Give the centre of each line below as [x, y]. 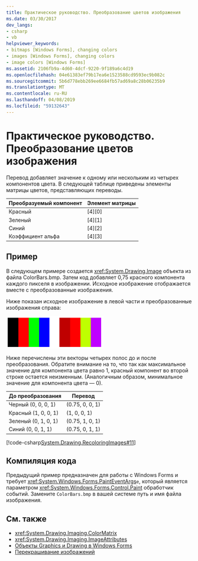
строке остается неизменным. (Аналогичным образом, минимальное [95, 377]
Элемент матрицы [111, 203]
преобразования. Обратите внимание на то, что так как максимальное [96, 364]
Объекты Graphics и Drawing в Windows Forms [73, 546]
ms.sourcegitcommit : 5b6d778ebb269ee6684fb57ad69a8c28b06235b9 [86, 81]
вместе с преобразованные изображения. [60, 290]
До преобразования [35, 396]
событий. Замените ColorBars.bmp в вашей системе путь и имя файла [94, 494]
